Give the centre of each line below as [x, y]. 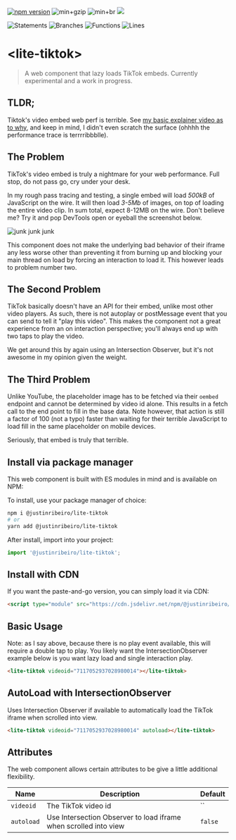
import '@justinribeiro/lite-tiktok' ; [64, 553]
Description [120, 794]
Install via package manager [70, 462]
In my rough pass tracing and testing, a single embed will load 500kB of [111, 195]
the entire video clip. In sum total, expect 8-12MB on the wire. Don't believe [116, 210]
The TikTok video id [79, 806]
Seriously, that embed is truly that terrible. [68, 440]
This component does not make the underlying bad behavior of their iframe [116, 245]
